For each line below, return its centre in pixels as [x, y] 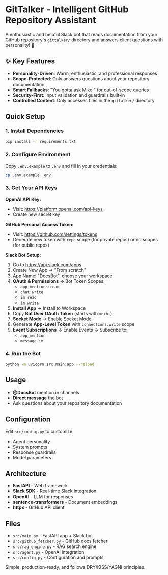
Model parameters [32, 457]
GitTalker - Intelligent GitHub [67, 9]
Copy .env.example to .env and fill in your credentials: [61, 166]
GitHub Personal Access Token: [39, 224]
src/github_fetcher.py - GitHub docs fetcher [60, 541]
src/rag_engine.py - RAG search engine [54, 546]
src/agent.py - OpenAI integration [48, 552]
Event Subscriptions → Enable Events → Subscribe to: [70, 330]
